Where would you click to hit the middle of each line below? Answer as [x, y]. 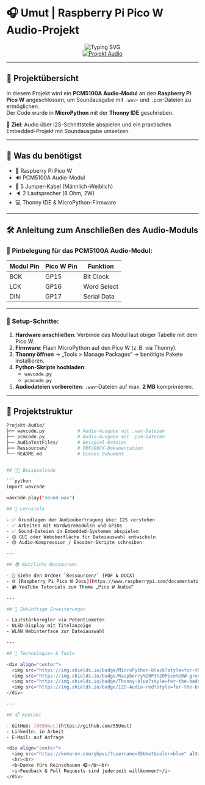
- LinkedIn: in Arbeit [35, 731]
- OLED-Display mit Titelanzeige [49, 626]
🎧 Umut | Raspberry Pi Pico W [85, 13]
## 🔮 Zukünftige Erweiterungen [46, 609]
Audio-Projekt [43, 30]
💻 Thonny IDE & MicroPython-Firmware [66, 202]
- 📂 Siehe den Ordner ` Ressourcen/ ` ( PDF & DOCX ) [71, 576]
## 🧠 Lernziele [26, 509]
